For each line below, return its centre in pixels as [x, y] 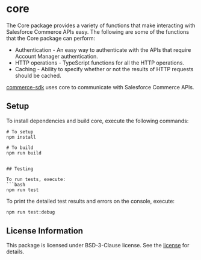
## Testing [20, 169]
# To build [20, 147]
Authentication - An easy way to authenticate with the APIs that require [103, 49]
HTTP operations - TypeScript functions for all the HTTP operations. [100, 63]
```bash [16, 185]
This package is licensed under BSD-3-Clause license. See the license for [98, 246]
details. [15, 252]
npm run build [24, 153]
